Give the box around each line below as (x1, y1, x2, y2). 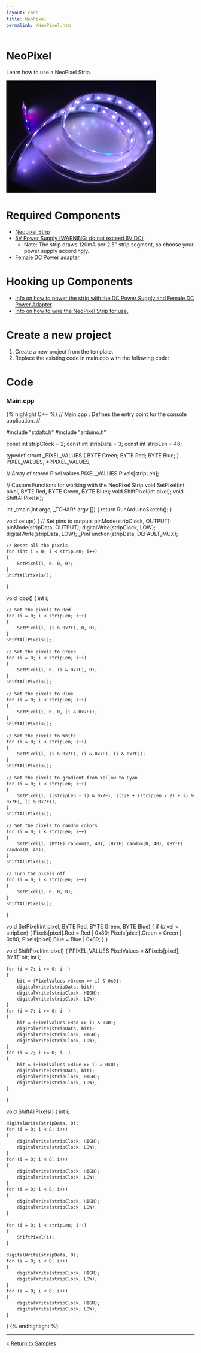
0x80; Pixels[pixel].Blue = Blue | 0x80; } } (6, 935, 108, 942)
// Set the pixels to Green (6, 649, 77, 655)
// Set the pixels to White (6, 733, 77, 739)
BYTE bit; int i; (6, 953, 41, 960)
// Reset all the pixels (6, 543, 68, 549)
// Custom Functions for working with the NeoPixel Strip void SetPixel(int (6, 481, 185, 489)
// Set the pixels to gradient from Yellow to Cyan (6, 775, 138, 781)
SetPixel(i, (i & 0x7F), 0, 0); (17, 625, 98, 631)
